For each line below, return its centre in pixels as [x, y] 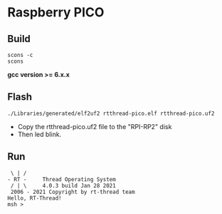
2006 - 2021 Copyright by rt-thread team [73, 192]
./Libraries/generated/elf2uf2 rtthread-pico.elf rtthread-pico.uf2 [111, 113]
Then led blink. [39, 134]
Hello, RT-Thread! [35, 198]
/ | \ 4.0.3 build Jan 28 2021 [63, 185]
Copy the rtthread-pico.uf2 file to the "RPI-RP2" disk [95, 126]
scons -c [20, 55]
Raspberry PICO [56, 12]
